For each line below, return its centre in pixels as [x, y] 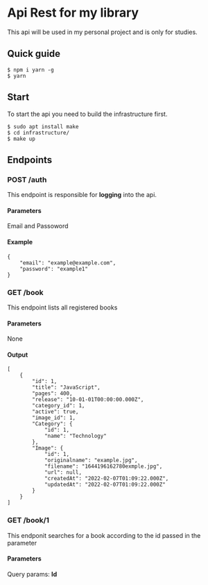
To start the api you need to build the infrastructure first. [87, 114]
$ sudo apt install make [43, 126]
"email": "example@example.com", [68, 263]
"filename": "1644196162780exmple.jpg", [103, 466]
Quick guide [34, 54]
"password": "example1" [54, 269]
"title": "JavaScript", [66, 388]
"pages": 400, [52, 393]
